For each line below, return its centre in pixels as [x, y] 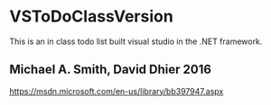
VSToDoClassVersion [91, 17]
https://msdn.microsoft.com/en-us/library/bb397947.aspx [117, 91]
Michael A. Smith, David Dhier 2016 [111, 70]
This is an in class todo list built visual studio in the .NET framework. [136, 41]
